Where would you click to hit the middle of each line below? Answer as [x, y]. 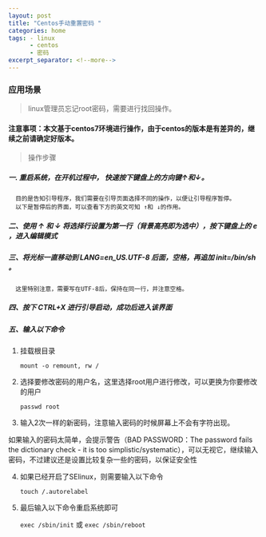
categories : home [37, 30]
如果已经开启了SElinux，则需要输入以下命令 [91, 477]
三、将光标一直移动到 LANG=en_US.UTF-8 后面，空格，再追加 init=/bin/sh [132, 257]
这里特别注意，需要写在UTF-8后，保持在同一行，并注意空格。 [102, 288]
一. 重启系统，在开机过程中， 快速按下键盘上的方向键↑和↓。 [109, 177]
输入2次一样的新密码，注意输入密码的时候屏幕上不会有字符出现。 [127, 423]
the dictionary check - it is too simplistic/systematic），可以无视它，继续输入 [133, 450]
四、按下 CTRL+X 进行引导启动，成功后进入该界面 [90, 308]
